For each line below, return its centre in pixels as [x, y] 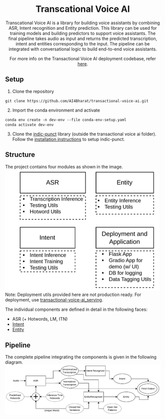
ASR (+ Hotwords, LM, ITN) [40, 319]
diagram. [14, 362]
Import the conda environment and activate [56, 110]
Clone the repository [33, 91]
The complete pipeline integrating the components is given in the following [81, 357]
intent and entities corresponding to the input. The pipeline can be [83, 43]
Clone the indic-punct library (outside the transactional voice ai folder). [84, 134]
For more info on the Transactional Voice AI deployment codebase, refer [83, 58]
